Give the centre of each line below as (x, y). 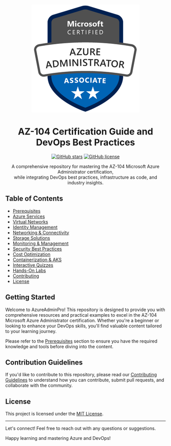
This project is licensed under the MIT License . (54, 414)
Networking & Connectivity (41, 232)
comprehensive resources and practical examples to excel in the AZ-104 (81, 315)
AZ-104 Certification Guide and (85, 132)
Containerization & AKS (37, 260)
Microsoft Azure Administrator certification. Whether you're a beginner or (82, 320)
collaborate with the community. (39, 385)
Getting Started (30, 297)
